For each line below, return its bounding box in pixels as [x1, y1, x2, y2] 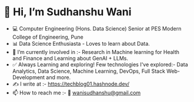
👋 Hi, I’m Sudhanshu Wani [4, 5, 132, 19]
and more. [46, 73, 71, 81]
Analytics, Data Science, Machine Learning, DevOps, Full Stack [12, 67, 165, 74]
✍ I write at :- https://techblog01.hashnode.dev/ [12, 80, 130, 87]
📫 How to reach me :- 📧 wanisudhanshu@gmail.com [12, 89, 141, 96]
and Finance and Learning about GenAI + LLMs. [12, 55, 129, 62]
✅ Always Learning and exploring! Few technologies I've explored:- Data [12, 61, 189, 68]
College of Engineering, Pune [12, 33, 84, 40]
